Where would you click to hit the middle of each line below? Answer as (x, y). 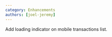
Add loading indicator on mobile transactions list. (56, 29)
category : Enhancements (30, 10)
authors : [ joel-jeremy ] (30, 15)
